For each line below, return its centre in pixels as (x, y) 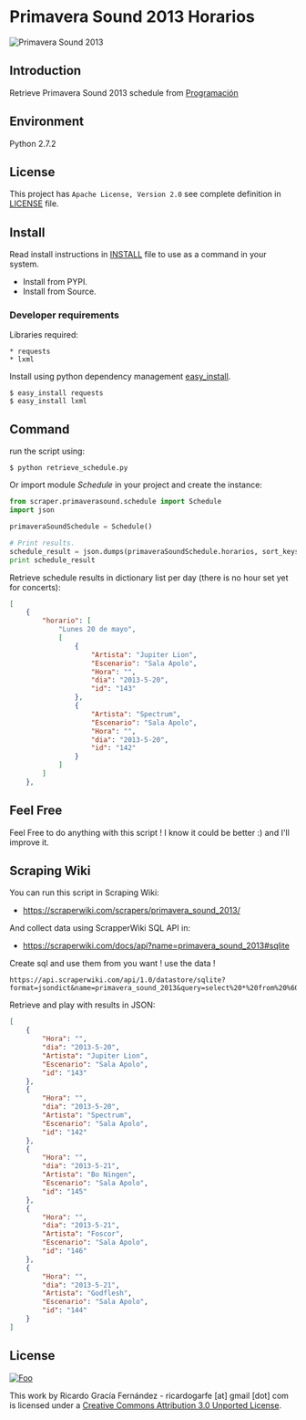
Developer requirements (65, 315)
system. (24, 264)
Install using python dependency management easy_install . (120, 377)
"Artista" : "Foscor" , (83, 1234)
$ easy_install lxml (49, 402)
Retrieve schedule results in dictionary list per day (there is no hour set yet (149, 578)
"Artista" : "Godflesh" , (87, 1293)
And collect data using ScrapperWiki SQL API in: (100, 928)
